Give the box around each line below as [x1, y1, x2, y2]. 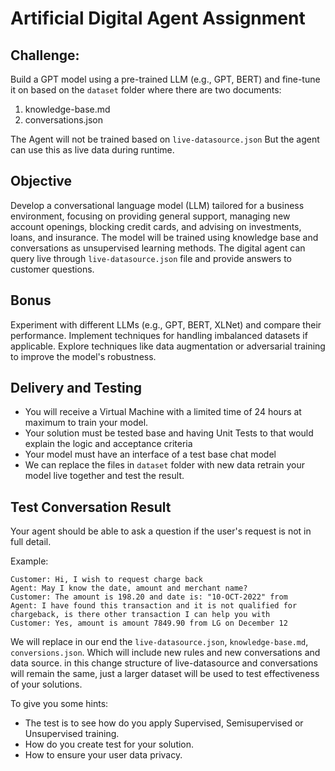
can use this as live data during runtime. [10, 144, 175, 156]
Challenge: [10, 47, 80, 64]
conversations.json [24, 114, 104, 126]
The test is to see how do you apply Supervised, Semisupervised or [24, 717, 304, 729]
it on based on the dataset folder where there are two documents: [10, 84, 282, 96]
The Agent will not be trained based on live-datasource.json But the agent [10, 133, 320, 145]
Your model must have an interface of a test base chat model [24, 448, 277, 461]
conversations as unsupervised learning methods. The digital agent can [10, 242, 306, 254]
